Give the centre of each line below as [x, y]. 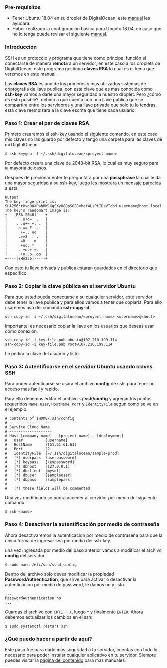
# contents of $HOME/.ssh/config [40, 418]
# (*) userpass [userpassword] [41, 458]
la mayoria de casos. [26, 168]
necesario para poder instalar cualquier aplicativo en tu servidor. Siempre [81, 655]
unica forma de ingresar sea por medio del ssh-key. [58, 540]
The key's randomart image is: [38, 210]
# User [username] [37, 440]
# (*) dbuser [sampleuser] [39, 475]
